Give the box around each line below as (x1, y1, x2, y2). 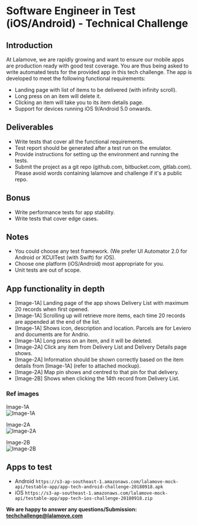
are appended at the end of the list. (14, 318, 101, 326)
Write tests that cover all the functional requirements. (14, 138, 144, 145)
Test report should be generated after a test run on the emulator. (14, 144, 172, 152)
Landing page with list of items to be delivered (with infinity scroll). (14, 86, 177, 93)
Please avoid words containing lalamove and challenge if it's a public (14, 169, 183, 176)
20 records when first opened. (14, 306, 89, 313)
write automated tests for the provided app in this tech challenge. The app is (6, 69, 192, 75)
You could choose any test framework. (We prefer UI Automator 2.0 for (14, 247, 188, 255)
